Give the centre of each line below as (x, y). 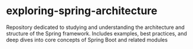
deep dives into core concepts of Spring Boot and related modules (87, 40)
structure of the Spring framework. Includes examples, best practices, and (97, 33)
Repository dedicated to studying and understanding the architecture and (95, 27)
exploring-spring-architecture (82, 11)
